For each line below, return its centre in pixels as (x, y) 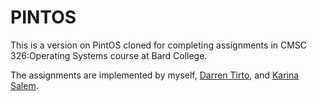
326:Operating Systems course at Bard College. (109, 55)
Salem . (24, 85)
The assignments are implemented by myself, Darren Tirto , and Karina (155, 75)
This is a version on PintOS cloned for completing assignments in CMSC (159, 45)
